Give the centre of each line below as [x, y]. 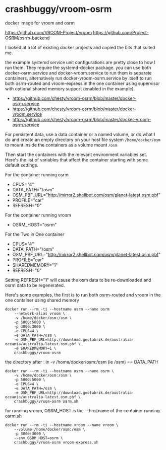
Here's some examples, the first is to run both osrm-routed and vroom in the [83, 295]
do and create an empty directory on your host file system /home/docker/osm [83, 140]
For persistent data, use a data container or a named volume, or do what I [80, 134]
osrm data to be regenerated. [35, 285]
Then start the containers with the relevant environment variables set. [76, 154]
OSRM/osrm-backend [28, 38]
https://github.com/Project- [121, 32]
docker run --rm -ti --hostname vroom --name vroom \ [62, 425]
